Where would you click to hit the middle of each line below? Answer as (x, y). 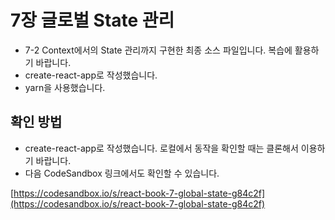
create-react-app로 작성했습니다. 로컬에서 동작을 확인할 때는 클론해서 (161, 148)
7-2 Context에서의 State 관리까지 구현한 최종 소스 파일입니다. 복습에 (158, 50)
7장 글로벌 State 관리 (92, 20)
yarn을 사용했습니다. (65, 87)
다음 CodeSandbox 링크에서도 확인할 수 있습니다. (122, 173)
